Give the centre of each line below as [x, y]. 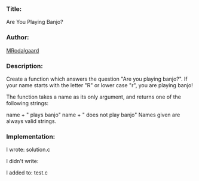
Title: [14, 9]
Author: [18, 38]
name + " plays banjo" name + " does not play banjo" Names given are [93, 115]
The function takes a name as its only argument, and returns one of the [94, 97]
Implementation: [31, 136]
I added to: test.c [27, 173]
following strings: [27, 103]
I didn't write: [22, 161]
